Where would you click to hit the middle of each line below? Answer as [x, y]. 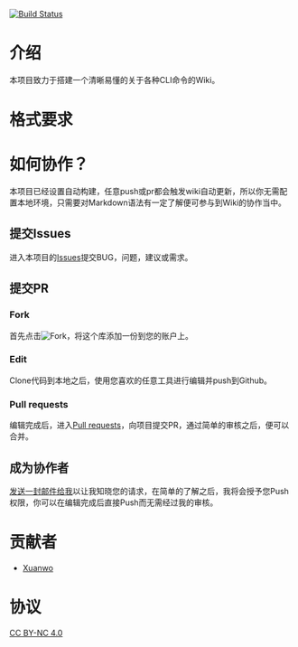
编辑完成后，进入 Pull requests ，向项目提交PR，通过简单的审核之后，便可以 [149, 426]
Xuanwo [38, 567]
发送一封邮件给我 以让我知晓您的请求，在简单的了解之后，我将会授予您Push [149, 491]
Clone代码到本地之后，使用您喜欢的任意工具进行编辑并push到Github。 [141, 380]
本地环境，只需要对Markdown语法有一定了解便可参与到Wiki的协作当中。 [152, 202]
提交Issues [40, 234]
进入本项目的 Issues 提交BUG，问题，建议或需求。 [101, 257]
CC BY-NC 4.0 [36, 633]
